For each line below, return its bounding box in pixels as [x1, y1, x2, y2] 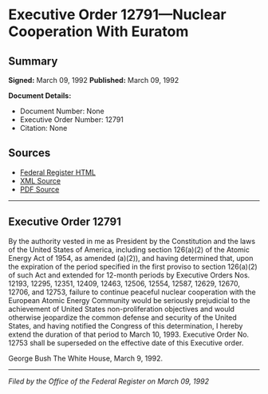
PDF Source [19, 184, 60, 194]
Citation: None [19, 124, 68, 132]
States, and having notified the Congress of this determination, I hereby [8, 321, 243, 330]
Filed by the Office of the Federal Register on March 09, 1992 [8, 376, 210, 386]
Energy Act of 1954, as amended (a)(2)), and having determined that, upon [8, 253, 254, 262]
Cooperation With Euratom [8, 22, 189, 41]
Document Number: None [19, 106, 105, 116]
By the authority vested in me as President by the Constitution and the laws [8, 236, 256, 246]
